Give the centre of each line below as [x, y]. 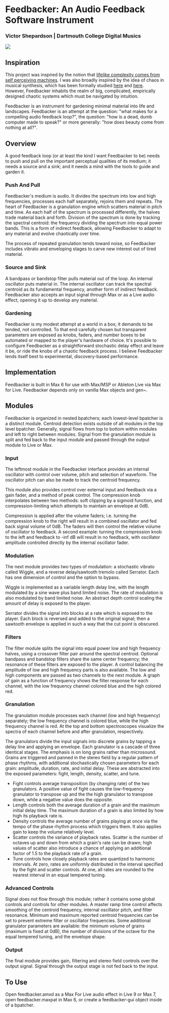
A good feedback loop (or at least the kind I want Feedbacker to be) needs [82, 156]
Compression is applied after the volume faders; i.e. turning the [71, 516]
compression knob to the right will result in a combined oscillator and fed [81, 521]
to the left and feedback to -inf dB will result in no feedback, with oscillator [83, 537]
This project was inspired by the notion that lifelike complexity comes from [83, 75]
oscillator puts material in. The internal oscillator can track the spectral [78, 284]
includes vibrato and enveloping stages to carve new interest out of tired [81, 249]
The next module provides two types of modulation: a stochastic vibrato [80, 567]
